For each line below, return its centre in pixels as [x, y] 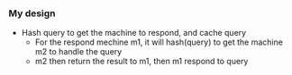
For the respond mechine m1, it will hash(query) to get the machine [159, 42]
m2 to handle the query [78, 52]
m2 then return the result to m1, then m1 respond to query [141, 62]
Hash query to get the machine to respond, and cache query [134, 33]
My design [32, 13]
